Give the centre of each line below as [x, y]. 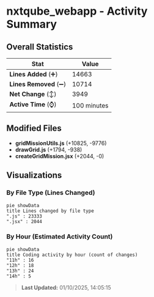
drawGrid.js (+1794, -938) [49, 149]
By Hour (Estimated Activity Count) [60, 237]
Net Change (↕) [33, 94]
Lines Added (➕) [34, 74]
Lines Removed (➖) [38, 84]
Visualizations [34, 175]
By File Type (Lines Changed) [51, 193]
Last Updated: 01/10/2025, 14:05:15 [66, 287]
